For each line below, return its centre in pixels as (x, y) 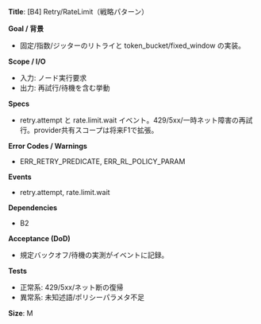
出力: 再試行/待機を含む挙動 (65, 88)
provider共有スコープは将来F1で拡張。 (96, 130)
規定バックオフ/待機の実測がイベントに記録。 (94, 255)
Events (20, 177)
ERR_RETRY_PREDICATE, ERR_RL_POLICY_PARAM (102, 161)
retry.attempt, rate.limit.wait (65, 192)
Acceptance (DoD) (40, 238)
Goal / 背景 (26, 29)
